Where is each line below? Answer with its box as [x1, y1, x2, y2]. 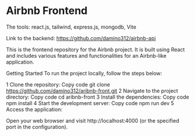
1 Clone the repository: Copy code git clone [6, 81, 110, 88]
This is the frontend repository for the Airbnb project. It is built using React [6, 46, 185, 53]
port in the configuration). [6, 123, 68, 130]
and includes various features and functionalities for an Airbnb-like [6, 52, 167, 59]
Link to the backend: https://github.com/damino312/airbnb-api [6, 34, 156, 41]
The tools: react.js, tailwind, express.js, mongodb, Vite [6, 23, 137, 30]
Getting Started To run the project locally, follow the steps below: [6, 69, 162, 76]
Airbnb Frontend [6, 4, 88, 18]
